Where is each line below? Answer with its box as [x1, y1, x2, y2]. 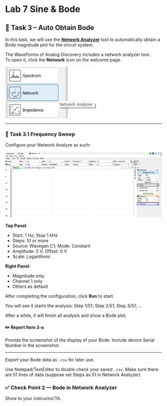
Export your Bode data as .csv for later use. [5, 357, 94, 363]
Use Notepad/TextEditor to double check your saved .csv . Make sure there [5, 367, 159, 373]
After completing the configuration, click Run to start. [5, 293, 114, 299]
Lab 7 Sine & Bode [5, 3, 81, 15]
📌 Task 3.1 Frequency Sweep [5, 131, 76, 138]
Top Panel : [5, 222, 27, 228]
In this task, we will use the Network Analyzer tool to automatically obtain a [5, 36, 161, 42]
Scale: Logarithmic [12, 253, 51, 259]
